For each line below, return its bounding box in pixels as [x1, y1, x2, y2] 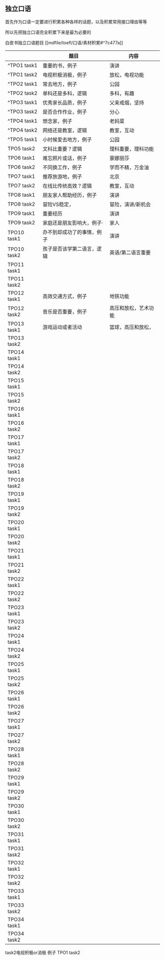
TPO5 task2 [7, 145, 35, 152]
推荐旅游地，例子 [42, 173, 82, 180]
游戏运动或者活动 [42, 324, 82, 331]
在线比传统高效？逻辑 [42, 182, 92, 189]
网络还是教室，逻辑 [42, 127, 87, 134]
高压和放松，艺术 [110, 304, 149, 311]
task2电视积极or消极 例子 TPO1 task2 [5, 949, 81, 956]
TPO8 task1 [7, 191, 35, 198]
